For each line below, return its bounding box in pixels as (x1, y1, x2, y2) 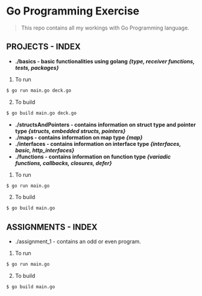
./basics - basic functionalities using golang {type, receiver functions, (14, 57, 195, 65)
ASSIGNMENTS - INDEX (6, 222, 98, 232)
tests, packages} (14, 64, 59, 71)
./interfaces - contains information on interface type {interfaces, (14, 140, 181, 147)
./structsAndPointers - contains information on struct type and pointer (14, 121, 196, 128)
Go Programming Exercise (6, 4, 140, 18)
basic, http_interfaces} (14, 146, 75, 154)
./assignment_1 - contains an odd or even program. (14, 238, 142, 245)
